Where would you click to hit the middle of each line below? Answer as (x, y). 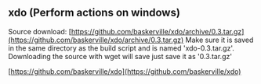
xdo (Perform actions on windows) (94, 13)
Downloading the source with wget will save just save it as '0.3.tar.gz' (120, 56)
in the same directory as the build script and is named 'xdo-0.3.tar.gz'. (121, 48)
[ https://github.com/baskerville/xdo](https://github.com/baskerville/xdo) (125, 71)
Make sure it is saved (219, 40)
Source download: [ (40, 31)
